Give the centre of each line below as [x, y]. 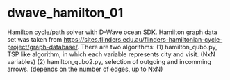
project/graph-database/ [42, 47]
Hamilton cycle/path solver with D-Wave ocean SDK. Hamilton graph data [112, 32]
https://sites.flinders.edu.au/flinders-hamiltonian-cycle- [143, 39]
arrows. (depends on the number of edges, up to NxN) [85, 69]
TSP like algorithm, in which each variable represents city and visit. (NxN [111, 54]
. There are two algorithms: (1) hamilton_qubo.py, [147, 47]
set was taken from [35, 39]
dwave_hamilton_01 [65, 13]
